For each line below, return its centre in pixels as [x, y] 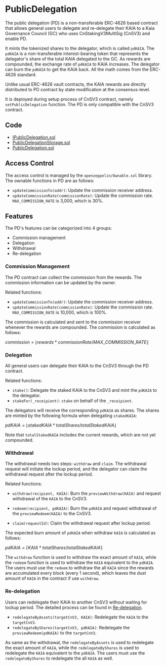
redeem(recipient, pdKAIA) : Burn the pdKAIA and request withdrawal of [84, 508]
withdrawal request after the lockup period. [49, 474]
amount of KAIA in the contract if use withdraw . [52, 578]
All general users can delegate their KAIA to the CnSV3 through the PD [77, 365]
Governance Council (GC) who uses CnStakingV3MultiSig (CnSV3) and [78, 33]
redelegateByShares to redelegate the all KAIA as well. [59, 658]
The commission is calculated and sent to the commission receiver [73, 322]
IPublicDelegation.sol [34, 137]
